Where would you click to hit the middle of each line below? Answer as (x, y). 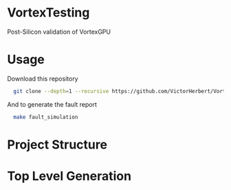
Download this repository (43, 78)
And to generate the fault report (52, 104)
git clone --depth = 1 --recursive (61, 91)
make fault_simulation (46, 117)
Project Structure (57, 144)
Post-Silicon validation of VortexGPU (59, 32)
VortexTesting (48, 13)
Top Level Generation (69, 176)
